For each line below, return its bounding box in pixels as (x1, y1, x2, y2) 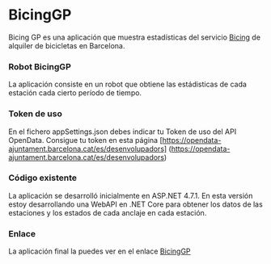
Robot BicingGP (8, 61, 71, 72)
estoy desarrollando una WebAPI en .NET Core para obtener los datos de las (8, 199, 263, 209)
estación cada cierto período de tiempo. (8, 88, 142, 98)
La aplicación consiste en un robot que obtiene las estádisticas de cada (8, 79, 247, 90)
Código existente (8, 172, 77, 183)
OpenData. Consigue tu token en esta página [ (8, 135, 163, 145)
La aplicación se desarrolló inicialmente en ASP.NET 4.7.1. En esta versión (8, 191, 253, 200)
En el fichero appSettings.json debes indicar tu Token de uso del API (8, 127, 237, 136)
